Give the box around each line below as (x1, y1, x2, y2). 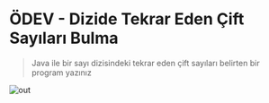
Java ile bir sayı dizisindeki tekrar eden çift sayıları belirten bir (31, 57, 260, 68)
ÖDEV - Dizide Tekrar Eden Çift (9, 9, 245, 30)
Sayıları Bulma (9, 28, 119, 48)
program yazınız (31, 67, 92, 78)
